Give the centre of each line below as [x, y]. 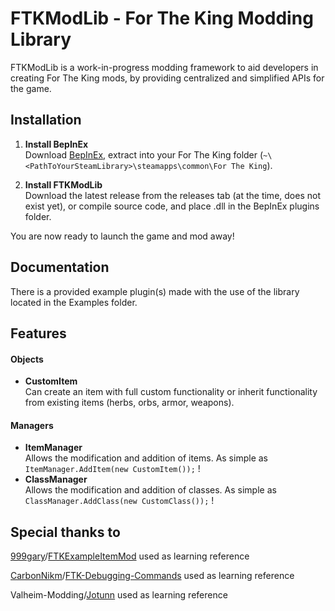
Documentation [60, 267]
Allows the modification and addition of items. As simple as [146, 458]
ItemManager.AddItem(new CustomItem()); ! [112, 469]
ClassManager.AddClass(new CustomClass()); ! [119, 501]
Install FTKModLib [63, 184]
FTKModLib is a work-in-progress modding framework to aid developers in [164, 67]
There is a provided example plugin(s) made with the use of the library [155, 291]
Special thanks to [65, 532]
